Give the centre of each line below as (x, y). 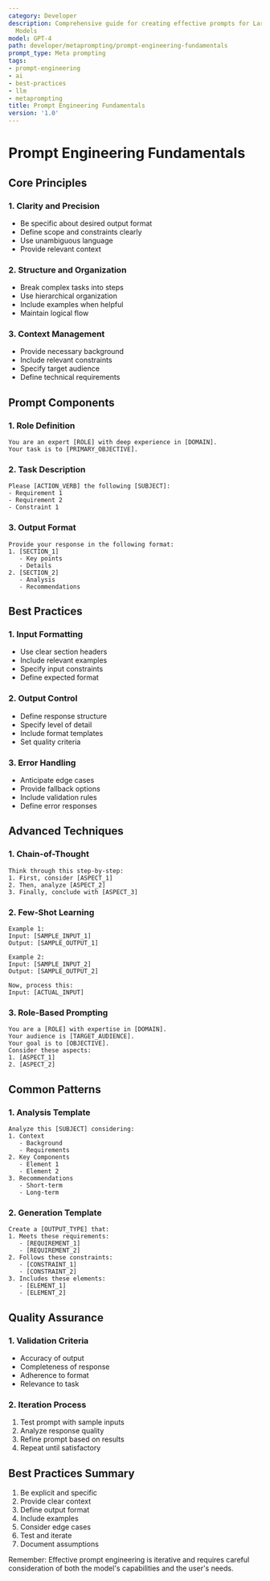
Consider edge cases (55, 1527)
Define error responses (59, 806)
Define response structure (63, 716)
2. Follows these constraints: (61, 1258)
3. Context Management (57, 334)
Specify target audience (60, 368)
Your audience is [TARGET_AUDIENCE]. (72, 1037)
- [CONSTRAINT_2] (48, 1272)
